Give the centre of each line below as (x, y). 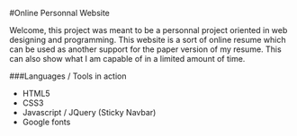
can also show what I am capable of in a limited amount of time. (127, 59)
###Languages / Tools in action (68, 76)
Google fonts (46, 122)
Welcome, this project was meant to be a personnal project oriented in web (148, 30)
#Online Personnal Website (60, 13)
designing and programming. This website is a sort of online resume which (148, 40)
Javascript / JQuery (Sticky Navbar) (89, 112)
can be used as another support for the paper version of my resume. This (145, 49)
